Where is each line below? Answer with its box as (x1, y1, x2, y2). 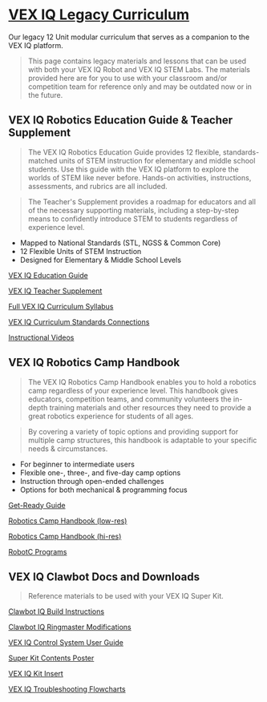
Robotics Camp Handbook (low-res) (8, 515, 127, 526)
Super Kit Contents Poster (8, 653, 95, 663)
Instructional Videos (8, 333, 75, 342)
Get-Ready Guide (8, 500, 66, 510)
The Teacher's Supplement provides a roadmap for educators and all (27, 196, 257, 206)
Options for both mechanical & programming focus (19, 485, 188, 494)
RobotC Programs (8, 547, 67, 556)
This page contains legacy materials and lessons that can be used (27, 56, 247, 66)
